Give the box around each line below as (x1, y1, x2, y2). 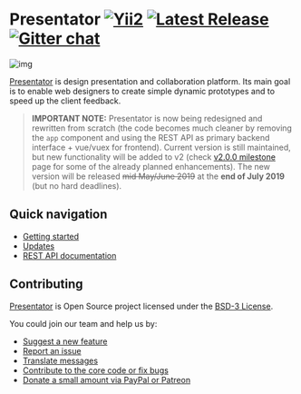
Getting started (22, 231, 80, 241)
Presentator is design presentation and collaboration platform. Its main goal (9, 75, 291, 86)
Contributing (9, 277, 83, 292)
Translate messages (22, 355, 98, 366)
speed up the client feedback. (9, 95, 121, 106)
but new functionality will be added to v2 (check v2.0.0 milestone (31, 151, 277, 163)
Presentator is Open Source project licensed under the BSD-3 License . (9, 300, 274, 311)
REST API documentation (22, 250, 117, 261)
